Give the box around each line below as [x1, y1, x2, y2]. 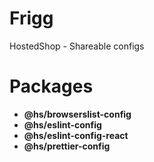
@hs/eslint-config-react [23, 129, 129, 141]
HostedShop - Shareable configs [9, 40, 145, 52]
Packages [9, 75, 94, 98]
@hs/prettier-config [23, 140, 111, 152]
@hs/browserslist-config [23, 108, 132, 120]
